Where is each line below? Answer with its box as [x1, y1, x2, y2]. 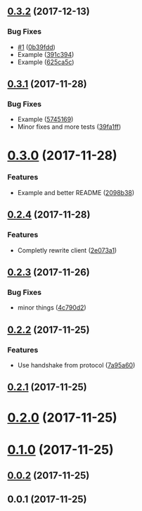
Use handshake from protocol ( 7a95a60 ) [17, 360, 136, 369]
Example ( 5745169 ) [17, 115, 74, 124]
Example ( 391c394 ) [17, 50, 75, 58]
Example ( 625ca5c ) [17, 58, 75, 66]
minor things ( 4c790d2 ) [17, 303, 86, 312]
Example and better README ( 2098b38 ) [17, 188, 135, 196]
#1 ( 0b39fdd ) [17, 42, 56, 51]
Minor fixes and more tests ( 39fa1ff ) [17, 122, 122, 131]
